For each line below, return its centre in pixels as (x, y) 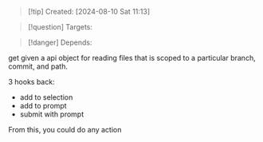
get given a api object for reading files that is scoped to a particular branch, (132, 58)
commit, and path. (38, 66)
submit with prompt (52, 114)
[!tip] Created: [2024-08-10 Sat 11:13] (88, 12)
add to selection (46, 97)
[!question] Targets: (60, 27)
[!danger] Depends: (60, 42)
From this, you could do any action (65, 130)
